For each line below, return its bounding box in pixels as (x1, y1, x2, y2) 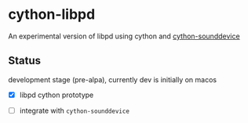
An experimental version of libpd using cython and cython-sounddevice (8, 31, 241, 41)
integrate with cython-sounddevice (19, 106, 129, 115)
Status (8, 54, 42, 67)
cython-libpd (8, 5, 96, 24)
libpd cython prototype (19, 90, 94, 99)
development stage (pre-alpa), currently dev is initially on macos (8, 74, 217, 84)
